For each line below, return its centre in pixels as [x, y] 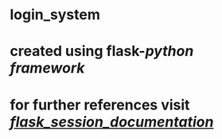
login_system [55, 15]
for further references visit [100, 105]
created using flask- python [102, 52]
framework [47, 68]
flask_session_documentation [112, 122]
